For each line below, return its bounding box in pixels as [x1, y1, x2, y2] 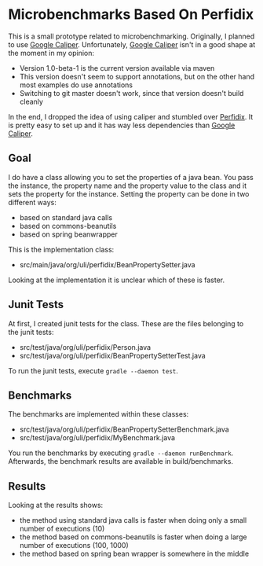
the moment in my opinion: [8, 48, 95, 57]
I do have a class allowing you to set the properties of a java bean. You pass [8, 172, 254, 182]
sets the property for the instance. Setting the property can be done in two [8, 189, 250, 198]
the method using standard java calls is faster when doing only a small [19, 516, 247, 525]
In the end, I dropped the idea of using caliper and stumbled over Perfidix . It [8, 112, 254, 121]
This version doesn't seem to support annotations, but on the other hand [19, 72, 255, 81]
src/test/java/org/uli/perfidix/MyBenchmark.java [19, 433, 175, 443]
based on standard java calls [19, 212, 112, 222]
